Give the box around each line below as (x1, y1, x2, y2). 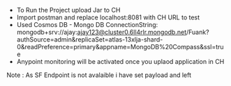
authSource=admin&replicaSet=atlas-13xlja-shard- (16, 35, 163, 44)
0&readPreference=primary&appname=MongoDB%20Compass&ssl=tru (16, 43, 224, 51)
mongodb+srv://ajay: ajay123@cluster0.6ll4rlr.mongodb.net (16, 28, 186, 36)
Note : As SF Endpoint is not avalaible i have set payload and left (6, 71, 192, 79)
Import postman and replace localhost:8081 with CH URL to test (16, 13, 200, 21)
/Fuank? (186, 28, 210, 36)
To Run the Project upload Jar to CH (16, 6, 121, 14)
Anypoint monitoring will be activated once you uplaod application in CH (16, 58, 225, 65)
